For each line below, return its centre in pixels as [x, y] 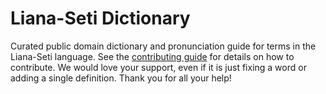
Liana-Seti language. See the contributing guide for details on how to [152, 56]
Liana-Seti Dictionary [100, 18]
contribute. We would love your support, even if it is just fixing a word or [158, 67]
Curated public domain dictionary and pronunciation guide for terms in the [163, 46]
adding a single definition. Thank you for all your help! [121, 78]
